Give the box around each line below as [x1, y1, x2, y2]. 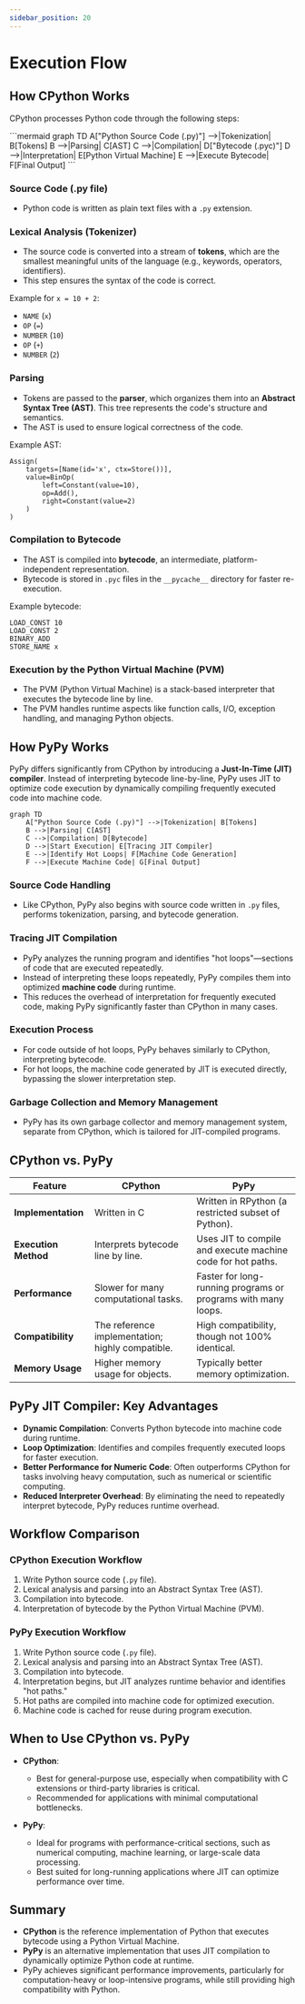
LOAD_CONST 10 [9, 618, 64, 628]
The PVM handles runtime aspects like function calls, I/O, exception [22, 703, 276, 714]
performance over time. [35, 1876, 125, 1887]
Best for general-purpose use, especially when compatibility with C [35, 1773, 289, 1784]
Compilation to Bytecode [9, 533, 122, 546]
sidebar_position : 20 [9, 13, 92, 23]
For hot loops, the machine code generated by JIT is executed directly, [22, 1063, 288, 1074]
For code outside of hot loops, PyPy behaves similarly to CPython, [22, 1043, 271, 1055]
